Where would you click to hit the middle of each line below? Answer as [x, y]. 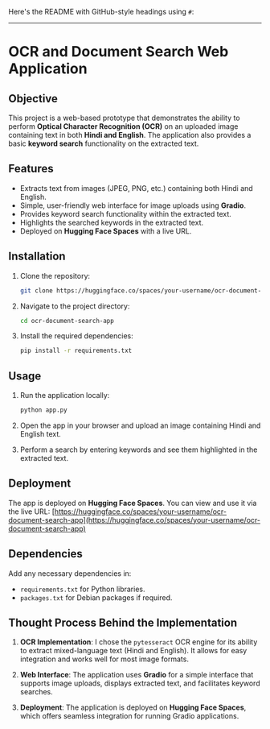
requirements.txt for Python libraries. [82, 589]
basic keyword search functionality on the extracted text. [104, 143]
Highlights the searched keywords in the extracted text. [111, 222]
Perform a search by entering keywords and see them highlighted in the [139, 449]
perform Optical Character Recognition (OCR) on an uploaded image [123, 126]
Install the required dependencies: [77, 336]
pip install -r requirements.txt [76, 351]
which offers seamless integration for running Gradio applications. [129, 716]
